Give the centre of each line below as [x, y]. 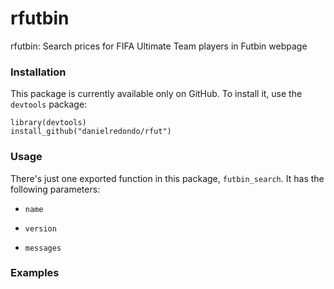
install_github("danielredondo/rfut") [91, 132]
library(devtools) [48, 123]
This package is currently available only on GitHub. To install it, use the [156, 94]
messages [43, 248]
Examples [35, 273]
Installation [38, 72]
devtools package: [49, 104]
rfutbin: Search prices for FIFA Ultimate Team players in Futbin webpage [159, 46]
